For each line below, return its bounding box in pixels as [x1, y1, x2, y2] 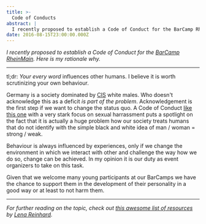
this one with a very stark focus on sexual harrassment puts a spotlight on [6, 111, 193, 118]
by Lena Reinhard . [6, 211, 53, 218]
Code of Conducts [12, 15, 56, 21]
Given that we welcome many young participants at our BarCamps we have [6, 174, 196, 181]
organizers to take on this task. [6, 162, 85, 169]
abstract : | [6, 20, 37, 26]
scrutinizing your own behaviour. [6, 79, 89, 87]
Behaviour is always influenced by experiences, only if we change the [6, 142, 183, 150]
